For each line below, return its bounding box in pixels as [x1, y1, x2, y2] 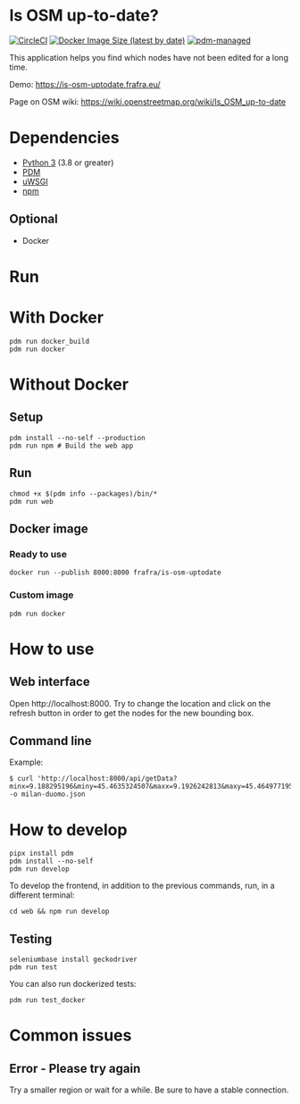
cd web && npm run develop [9, 907, 110, 916]
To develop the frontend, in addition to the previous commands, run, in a [9, 881, 275, 891]
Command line [9, 733, 92, 749]
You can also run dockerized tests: [9, 979, 137, 990]
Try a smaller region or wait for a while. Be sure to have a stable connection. [9, 1084, 289, 1095]
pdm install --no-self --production [9, 433, 146, 442]
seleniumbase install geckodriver [9, 955, 138, 965]
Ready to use [9, 548, 67, 560]
